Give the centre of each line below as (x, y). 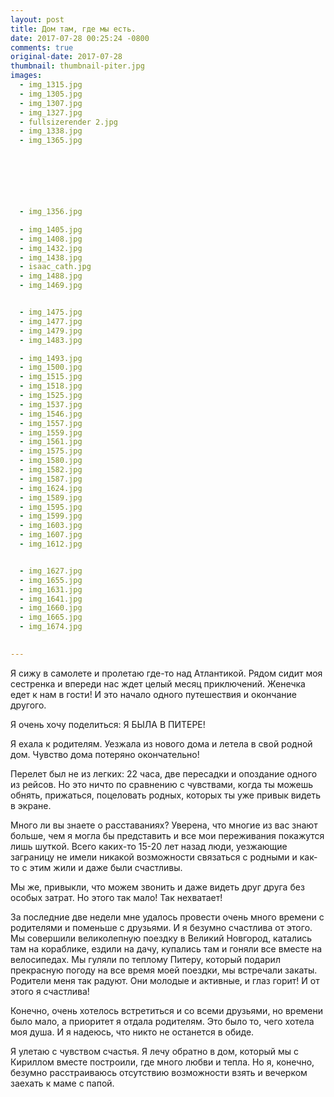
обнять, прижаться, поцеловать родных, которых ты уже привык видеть (166, 795)
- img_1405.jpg (51, 229)
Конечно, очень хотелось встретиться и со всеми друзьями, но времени (167, 1010)
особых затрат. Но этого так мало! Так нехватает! (116, 897)
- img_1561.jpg (51, 442)
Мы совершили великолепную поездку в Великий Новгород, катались (161, 938)
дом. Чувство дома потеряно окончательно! (105, 754)
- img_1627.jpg (51, 571)
